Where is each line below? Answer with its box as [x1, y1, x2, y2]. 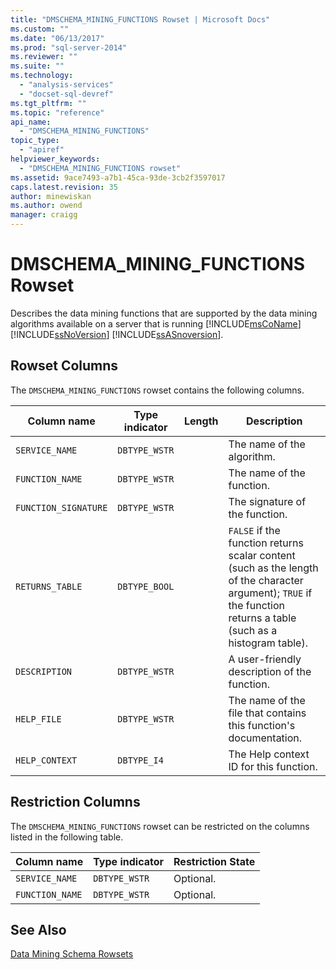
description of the [228, 664, 312, 678]
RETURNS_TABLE [15, 581, 83, 592]
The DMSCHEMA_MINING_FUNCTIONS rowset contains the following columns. [10, 384, 305, 396]
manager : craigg [10, 210, 78, 220]
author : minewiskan [10, 191, 92, 201]
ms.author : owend [10, 201, 83, 211]
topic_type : [10, 136, 60, 146]
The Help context [228, 747, 310, 761]
